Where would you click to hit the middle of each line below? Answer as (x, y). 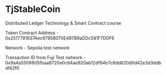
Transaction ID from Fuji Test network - (45, 57)
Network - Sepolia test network (37, 47)
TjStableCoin (33, 9)
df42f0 (12, 68)
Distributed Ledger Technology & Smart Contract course (63, 23)
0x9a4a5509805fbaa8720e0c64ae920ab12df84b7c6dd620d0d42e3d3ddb (83, 62)
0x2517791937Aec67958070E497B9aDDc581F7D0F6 (60, 38)
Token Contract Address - (32, 32)
